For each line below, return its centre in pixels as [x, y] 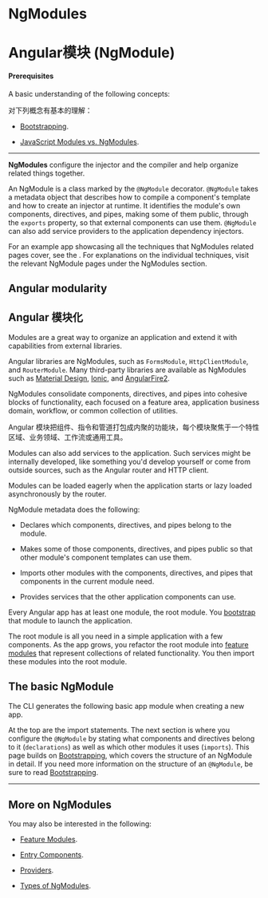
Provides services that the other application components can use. [128, 596]
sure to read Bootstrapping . [53, 772]
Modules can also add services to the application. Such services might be [130, 453]
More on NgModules [60, 804]
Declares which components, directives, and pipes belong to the [126, 524]
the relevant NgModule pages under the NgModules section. [108, 263]
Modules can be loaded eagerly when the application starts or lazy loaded [130, 485]
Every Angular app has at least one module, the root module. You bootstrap [132, 612]
